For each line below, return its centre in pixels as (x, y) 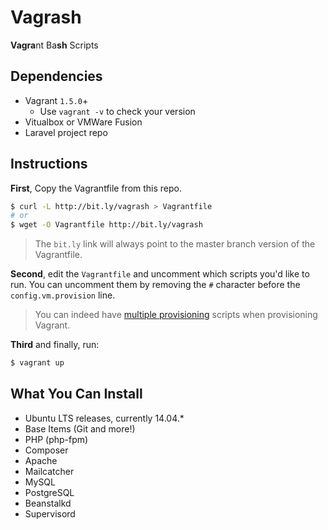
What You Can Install (76, 394)
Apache (41, 460)
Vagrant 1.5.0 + (56, 100)
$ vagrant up (37, 363)
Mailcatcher (49, 471)
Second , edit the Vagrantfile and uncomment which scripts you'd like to (160, 274)
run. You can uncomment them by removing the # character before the (155, 285)
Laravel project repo (66, 132)
